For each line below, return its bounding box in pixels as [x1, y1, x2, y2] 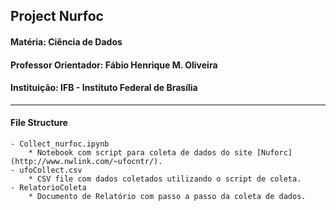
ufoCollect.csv [19, 165, 83, 175]
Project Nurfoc [10, 8, 104, 25]
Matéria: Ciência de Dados [10, 35, 123, 48]
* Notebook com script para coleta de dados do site [28, 147, 253, 158]
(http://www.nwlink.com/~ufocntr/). [10, 156, 163, 166]
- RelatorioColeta [10, 182, 87, 193]
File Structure [10, 117, 68, 129]
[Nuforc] [256, 147, 293, 158]
